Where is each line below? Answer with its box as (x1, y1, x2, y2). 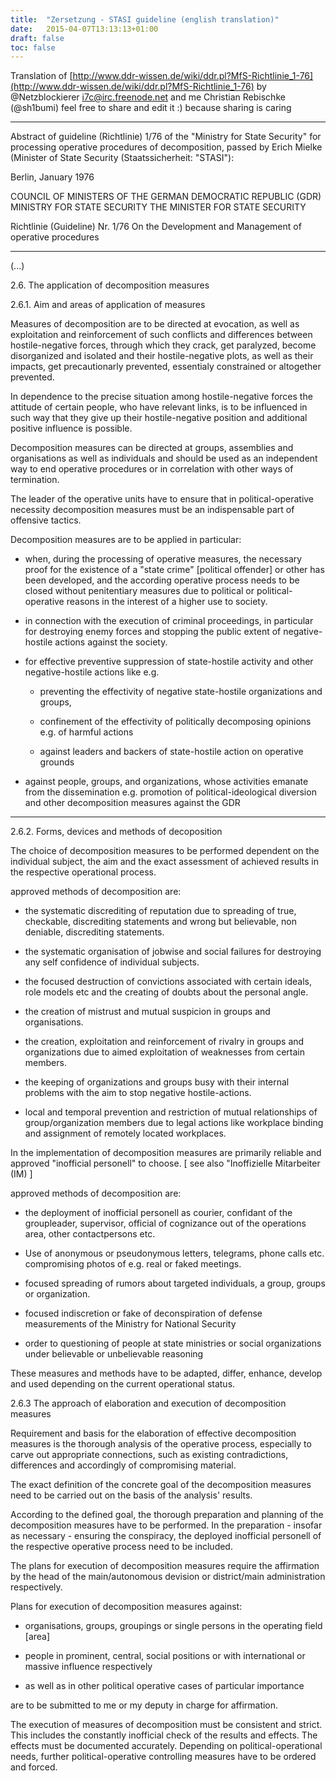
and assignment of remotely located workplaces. (24, 1127, 227, 1140)
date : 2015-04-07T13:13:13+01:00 (10, 24, 159, 34)
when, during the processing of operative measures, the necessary (24, 553, 303, 565)
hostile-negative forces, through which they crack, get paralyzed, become (10, 339, 317, 351)
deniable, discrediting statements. (24, 926, 165, 938)
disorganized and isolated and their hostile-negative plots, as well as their (10, 350, 314, 362)
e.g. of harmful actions (39, 726, 134, 738)
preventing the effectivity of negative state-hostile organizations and (39, 686, 323, 698)
